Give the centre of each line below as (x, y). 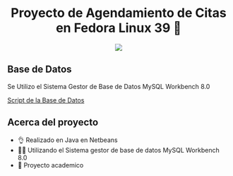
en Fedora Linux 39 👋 (119, 28)
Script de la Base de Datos (46, 100)
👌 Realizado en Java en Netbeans (67, 140)
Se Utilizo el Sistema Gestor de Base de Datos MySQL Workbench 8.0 (109, 86)
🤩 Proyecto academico (50, 165)
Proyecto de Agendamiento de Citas (119, 13)
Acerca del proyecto (53, 123)
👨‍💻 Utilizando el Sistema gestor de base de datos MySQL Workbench (119, 150)
